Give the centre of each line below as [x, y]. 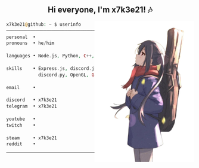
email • [21, 87]
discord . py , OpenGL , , [87, 75]
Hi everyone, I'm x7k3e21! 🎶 [100, 10]
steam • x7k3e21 [32, 138]
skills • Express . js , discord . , [74, 68]
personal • [21, 37]
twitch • [21, 125]
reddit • [21, 144]
